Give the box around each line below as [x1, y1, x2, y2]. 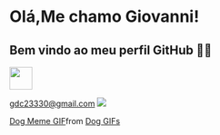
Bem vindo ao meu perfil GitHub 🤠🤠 [9, 43, 213, 58]
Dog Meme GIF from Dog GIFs [9, 116, 121, 126]
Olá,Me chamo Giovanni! [9, 6, 200, 27]
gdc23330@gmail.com [9, 98, 95, 109]
